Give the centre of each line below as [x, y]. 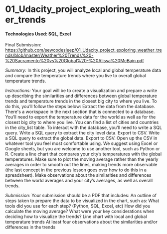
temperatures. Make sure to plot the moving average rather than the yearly [82, 159]
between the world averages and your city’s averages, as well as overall [79, 181]
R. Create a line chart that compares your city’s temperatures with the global [83, 154]
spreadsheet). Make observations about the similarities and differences [78, 175]
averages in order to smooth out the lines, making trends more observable [81, 165]
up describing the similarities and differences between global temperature [81, 96]
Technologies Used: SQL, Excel [38, 34]
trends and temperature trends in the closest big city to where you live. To [81, 101]
